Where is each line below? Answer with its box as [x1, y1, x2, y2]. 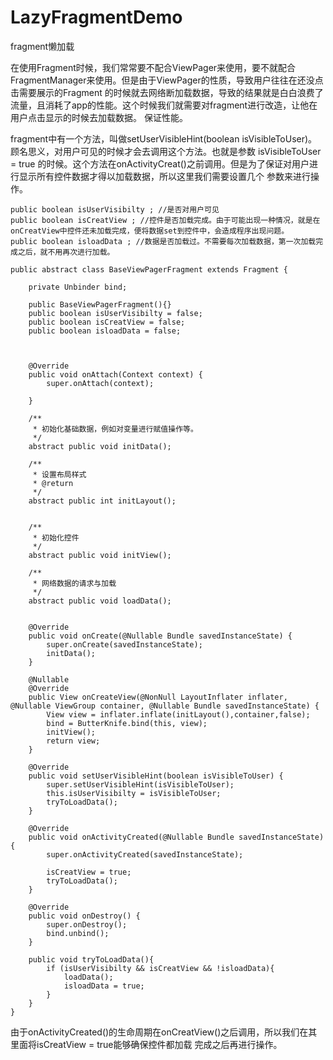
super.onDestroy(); [46, 919, 128, 930]
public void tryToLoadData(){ [28, 954, 155, 965]
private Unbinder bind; [28, 282, 128, 292]
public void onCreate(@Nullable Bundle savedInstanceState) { [28, 631, 293, 641]
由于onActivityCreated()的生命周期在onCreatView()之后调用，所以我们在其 [10, 1026, 318, 1038]
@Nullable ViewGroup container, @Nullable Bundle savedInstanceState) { [10, 701, 320, 711]
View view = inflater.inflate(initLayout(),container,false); [46, 709, 311, 720]
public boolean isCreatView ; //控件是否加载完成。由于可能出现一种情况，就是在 [10, 215, 321, 225]
